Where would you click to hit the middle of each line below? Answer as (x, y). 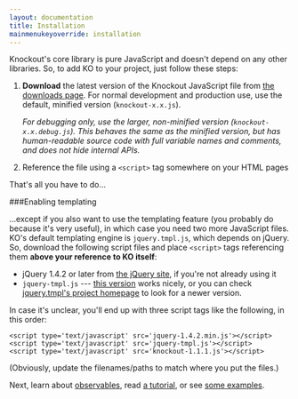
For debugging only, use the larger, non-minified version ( (128, 122)
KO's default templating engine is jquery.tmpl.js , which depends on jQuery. (149, 238)
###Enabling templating (53, 202)
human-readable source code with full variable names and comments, (152, 141)
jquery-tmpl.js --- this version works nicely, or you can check (137, 283)
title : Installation (48, 26)
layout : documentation (51, 17)
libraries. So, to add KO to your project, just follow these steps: (124, 68)
